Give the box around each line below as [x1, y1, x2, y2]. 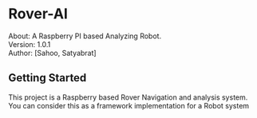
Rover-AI [8, 5, 68, 23]
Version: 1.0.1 [8, 39, 51, 49]
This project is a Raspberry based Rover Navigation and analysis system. [8, 92, 248, 102]
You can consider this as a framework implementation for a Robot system [8, 100, 250, 110]
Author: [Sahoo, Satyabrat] [8, 48, 97, 57]
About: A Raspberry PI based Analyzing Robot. [8, 31, 162, 41]
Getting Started [8, 71, 87, 85]
